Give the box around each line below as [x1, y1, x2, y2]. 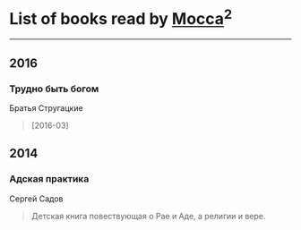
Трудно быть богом [9, 82, 99, 95]
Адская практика [9, 173, 90, 185]
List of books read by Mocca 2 [9, 5, 233, 30]
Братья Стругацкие [9, 102, 83, 113]
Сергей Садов [9, 193, 64, 204]
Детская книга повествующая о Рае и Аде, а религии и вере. [30, 210, 266, 221]
